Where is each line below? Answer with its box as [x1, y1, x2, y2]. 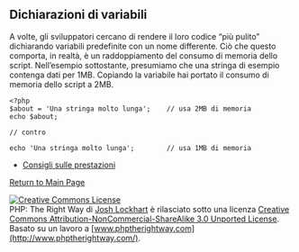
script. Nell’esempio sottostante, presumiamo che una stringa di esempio [9, 59, 280, 70]
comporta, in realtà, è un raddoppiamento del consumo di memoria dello [9, 49, 278, 61]
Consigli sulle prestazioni [22, 159, 116, 170]
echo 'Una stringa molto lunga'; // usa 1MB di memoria [9, 143, 252, 152]
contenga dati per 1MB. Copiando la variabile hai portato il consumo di [9, 69, 270, 80]
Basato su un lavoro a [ [9, 222, 95, 233]
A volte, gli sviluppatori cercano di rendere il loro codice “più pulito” [9, 31, 260, 41]
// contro [9, 128, 47, 137]
